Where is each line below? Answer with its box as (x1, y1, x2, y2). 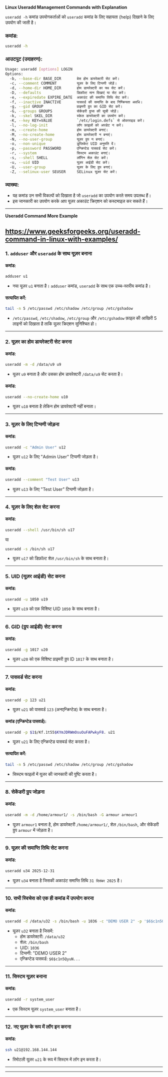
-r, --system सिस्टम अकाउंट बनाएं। (9, 151, 110, 156)
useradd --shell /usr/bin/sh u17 (5, 527, 75, 532)
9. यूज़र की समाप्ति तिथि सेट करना (5, 844, 68, 851)
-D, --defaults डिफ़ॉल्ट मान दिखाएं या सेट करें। (9, 90, 126, 95)
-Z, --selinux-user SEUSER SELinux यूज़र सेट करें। (9, 169, 117, 174)
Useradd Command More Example (5, 213, 78, 219)
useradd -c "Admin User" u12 (5, 445, 66, 450)
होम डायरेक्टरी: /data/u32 (19, 933, 65, 939)
